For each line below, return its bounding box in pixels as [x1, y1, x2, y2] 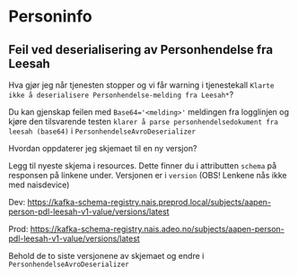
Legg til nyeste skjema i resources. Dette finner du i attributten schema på [8, 160, 277, 171]
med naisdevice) [8, 179, 70, 190]
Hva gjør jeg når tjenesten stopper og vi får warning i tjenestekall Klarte [8, 80, 275, 91]
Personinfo [8, 6, 93, 27]
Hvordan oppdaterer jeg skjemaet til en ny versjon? [8, 143, 197, 153]
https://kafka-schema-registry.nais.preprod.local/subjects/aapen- [27, 197, 271, 207]
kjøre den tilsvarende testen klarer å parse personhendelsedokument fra [8, 116, 279, 126]
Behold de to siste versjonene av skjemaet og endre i [8, 251, 205, 261]
